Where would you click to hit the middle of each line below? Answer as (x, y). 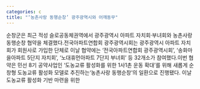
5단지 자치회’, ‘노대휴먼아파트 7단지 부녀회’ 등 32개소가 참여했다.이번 (107, 57)
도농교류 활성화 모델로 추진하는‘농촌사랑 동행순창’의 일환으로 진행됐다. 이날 (105, 72)
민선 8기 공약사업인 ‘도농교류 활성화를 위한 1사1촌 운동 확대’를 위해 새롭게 (102, 65)
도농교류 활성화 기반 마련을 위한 (43, 80)
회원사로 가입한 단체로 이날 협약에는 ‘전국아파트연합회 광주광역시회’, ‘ (98, 50)
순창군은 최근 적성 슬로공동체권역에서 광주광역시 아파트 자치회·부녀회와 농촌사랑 (99, 35)
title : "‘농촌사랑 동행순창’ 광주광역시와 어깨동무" (62, 17)
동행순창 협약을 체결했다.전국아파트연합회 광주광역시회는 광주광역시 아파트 (93, 42)
